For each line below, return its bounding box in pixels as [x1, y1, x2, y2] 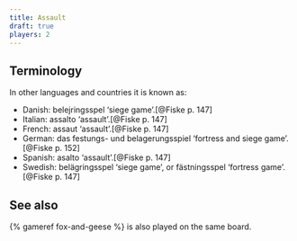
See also [9, 197, 58, 212]
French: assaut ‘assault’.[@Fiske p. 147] [22, 123, 169, 135]
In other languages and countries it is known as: [9, 87, 187, 98]
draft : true [9, 22, 54, 31]
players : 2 [9, 30, 50, 39]
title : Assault [9, 13, 67, 22]
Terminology [9, 63, 83, 78]
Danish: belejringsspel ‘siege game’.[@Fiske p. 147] [22, 104, 213, 115]
